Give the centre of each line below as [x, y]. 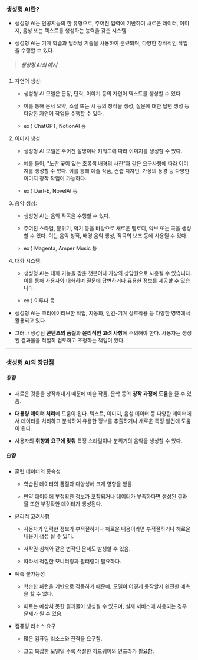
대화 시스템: [28, 261]
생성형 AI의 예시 [39, 65]
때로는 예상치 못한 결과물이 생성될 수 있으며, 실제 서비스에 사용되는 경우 [105, 606]
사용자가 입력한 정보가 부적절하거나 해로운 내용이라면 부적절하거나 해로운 [107, 529]
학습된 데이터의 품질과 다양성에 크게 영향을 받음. [78, 484]
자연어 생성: [28, 81]
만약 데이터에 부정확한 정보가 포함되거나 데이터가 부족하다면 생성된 [100, 497]
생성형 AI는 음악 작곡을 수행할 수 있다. [67, 216]
